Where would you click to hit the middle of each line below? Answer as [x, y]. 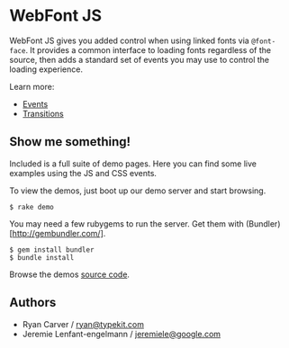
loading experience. [46, 69]
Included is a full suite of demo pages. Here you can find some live [133, 164]
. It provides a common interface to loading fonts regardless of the [149, 49]
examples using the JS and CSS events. [83, 173]
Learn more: [32, 86]
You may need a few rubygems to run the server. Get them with [127, 223]
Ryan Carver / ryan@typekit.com [83, 324]
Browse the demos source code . [70, 274]
